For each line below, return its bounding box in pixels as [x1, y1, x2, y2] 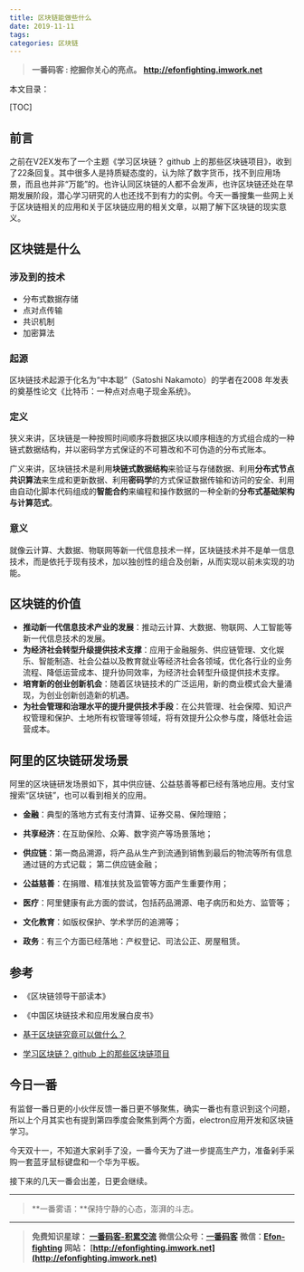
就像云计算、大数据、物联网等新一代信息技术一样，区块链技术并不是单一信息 [9, 544, 295, 555]
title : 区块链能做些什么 [9, 13, 92, 23]
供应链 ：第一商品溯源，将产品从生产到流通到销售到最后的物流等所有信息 [22, 847, 292, 858]
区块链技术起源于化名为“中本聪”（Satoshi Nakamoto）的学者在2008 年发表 [9, 375, 290, 386]
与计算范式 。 [9, 497, 57, 508]
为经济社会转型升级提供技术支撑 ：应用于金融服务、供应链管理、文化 [22, 645, 277, 655]
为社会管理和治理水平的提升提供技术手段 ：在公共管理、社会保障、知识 [22, 701, 285, 712]
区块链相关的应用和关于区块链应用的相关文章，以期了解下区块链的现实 [16, 201, 279, 213]
